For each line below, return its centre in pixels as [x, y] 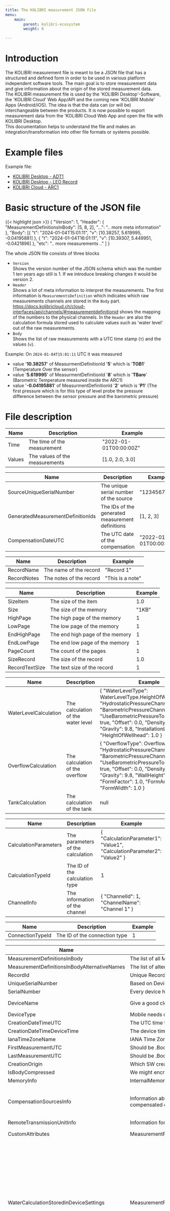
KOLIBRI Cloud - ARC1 [36, 187]
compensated [146, 1105]
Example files [34, 153]
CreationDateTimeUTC [35, 1022]
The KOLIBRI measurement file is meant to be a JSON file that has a [76, 73]
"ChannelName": [121, 902]
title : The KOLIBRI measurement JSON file [51, 10]
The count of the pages [78, 651]
